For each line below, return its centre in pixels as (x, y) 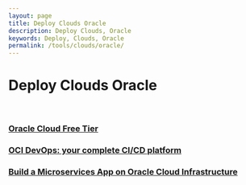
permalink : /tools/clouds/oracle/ (67, 46)
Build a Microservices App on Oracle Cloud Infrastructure (123, 171)
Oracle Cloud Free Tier (53, 128)
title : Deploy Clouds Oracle (57, 23)
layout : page (30, 16)
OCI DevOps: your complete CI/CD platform (95, 150)
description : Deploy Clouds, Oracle (70, 31)
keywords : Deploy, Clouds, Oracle (67, 38)
